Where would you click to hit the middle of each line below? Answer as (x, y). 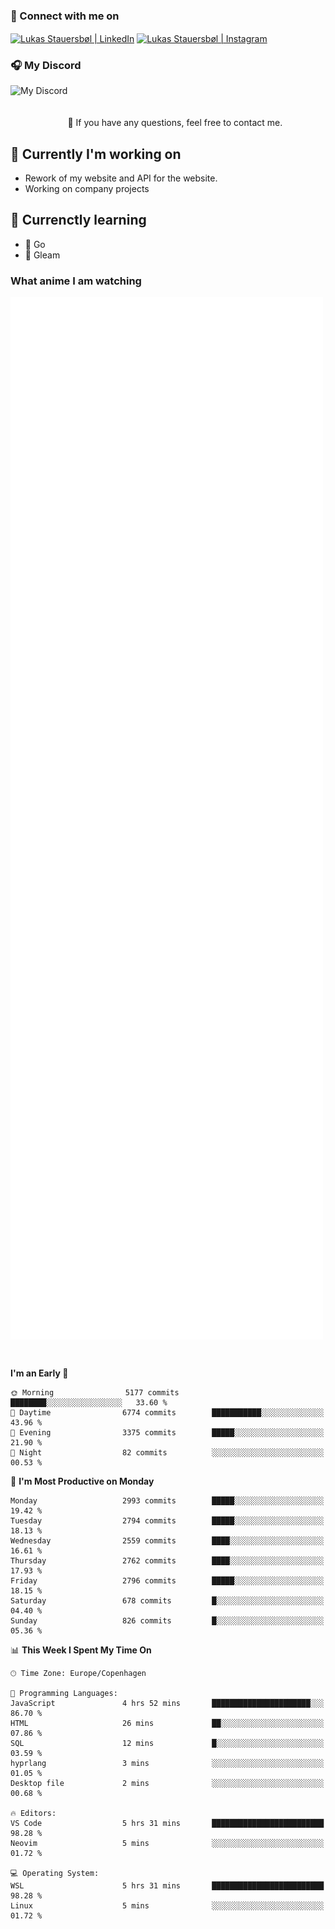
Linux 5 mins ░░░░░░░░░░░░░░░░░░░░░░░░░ (167, 1905)
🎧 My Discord (46, 65)
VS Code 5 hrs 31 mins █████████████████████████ (167, 1823)
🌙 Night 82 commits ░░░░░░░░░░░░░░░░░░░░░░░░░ (167, 1452)
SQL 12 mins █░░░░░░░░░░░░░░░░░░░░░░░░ (167, 1743)
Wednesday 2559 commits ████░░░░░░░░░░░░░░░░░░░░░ (167, 1540)
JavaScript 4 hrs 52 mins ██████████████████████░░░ (167, 1703)
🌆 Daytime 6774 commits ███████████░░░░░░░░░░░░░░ (167, 1412)
